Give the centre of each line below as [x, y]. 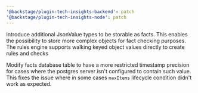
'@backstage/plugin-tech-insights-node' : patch [66, 17]
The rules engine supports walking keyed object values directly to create [95, 47]
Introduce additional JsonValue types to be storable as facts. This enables [97, 34]
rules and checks [27, 53]
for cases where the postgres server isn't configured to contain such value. [99, 71]
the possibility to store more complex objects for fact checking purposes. [96, 41]
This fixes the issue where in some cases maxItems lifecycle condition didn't [99, 77]
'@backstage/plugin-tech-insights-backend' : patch [70, 12]
